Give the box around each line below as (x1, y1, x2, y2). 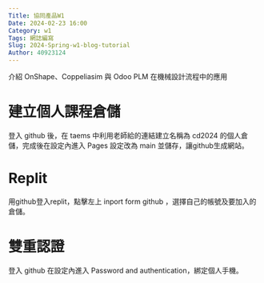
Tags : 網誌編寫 (8, 34, 54, 42)
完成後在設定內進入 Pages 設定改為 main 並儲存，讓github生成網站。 (22, 141, 250, 150)
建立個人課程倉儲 (8, 103, 122, 121)
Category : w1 (8, 26, 52, 34)
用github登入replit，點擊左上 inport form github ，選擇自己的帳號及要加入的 (8, 197, 257, 206)
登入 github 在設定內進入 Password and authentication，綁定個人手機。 (8, 265, 243, 275)
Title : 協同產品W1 (8, 11, 66, 20)
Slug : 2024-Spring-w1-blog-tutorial (8, 42, 130, 50)
